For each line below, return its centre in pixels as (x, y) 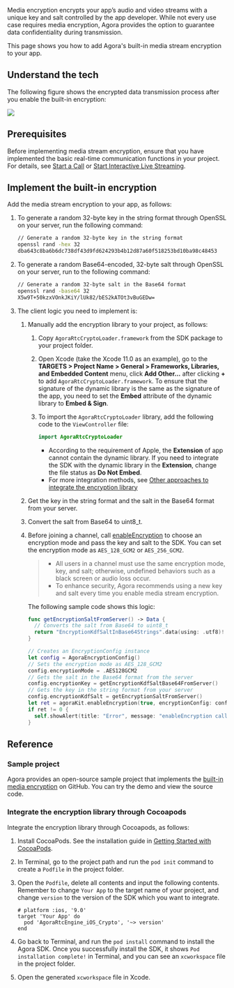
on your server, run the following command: (80, 225)
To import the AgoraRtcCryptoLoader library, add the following (126, 417)
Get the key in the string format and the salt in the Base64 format (121, 500)
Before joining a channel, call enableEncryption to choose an (115, 535)
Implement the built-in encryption (82, 188)
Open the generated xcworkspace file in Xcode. (84, 977)
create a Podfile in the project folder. (70, 869)
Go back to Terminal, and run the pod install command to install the (116, 941)
